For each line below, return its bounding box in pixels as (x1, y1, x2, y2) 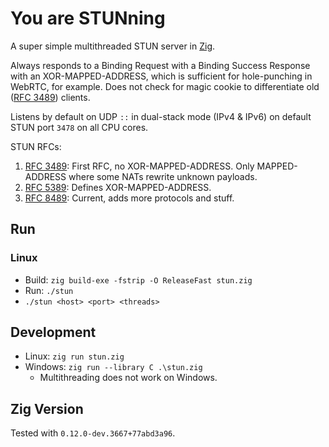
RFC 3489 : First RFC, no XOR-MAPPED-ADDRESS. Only (24, 160, 255, 172)
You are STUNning (10, 7, 166, 30)
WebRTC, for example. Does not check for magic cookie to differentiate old (10, 80, 320, 92)
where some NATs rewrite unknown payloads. (68, 170, 258, 182)
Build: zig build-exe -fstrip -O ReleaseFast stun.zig (24, 273, 253, 286)
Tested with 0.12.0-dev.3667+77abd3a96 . (10, 427, 176, 439)
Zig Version (10, 400, 84, 417)
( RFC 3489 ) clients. (10, 91, 91, 103)
